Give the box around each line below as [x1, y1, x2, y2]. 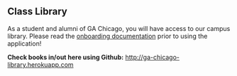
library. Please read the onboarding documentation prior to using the [7, 32, 208, 40]
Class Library [7, 6, 67, 18]
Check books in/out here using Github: [7, 53, 124, 61]
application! [7, 39, 42, 48]
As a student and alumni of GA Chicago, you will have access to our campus [7, 24, 231, 32]
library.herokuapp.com [7, 60, 74, 69]
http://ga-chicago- [125, 53, 180, 61]
